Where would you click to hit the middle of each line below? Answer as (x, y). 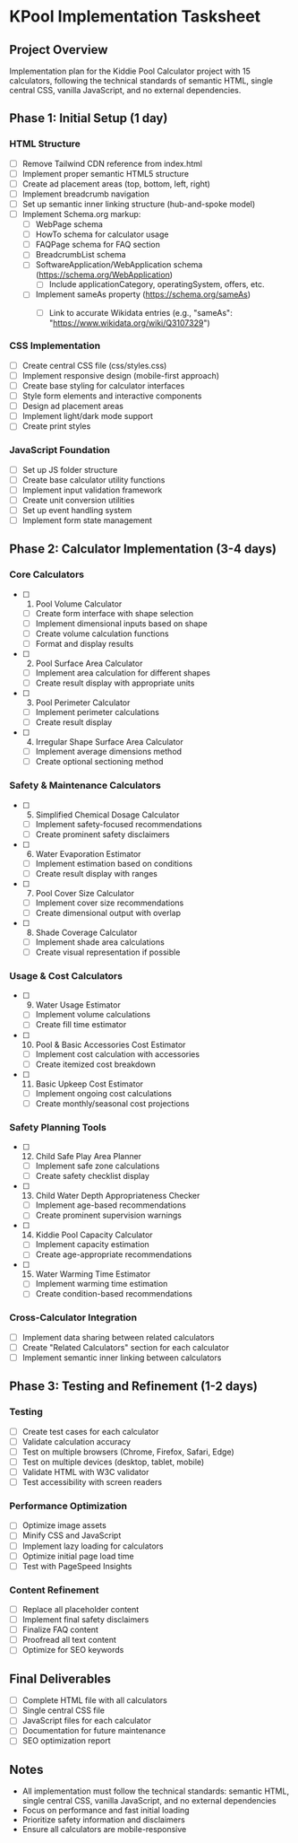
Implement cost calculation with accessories (117, 1054)
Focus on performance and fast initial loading (106, 1811)
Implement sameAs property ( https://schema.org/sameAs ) (143, 294)
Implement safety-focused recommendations (119, 824)
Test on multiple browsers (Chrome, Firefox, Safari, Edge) (128, 1452)
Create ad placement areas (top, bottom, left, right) (116, 183)
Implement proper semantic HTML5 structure (106, 173)
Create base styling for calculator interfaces (103, 385)
